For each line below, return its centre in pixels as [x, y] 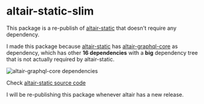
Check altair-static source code [46, 83]
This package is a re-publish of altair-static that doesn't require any [91, 28]
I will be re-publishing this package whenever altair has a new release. [95, 94]
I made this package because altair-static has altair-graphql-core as [92, 46]
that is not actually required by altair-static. [61, 59]
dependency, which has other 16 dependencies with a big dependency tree [102, 52]
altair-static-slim [50, 11]
